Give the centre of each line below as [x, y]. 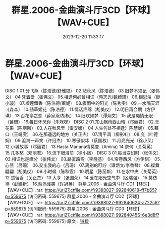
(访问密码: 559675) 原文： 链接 [58, 221]
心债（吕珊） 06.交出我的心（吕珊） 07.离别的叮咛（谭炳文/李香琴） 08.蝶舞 [82, 165]
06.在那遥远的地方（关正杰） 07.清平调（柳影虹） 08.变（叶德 [95, 134]
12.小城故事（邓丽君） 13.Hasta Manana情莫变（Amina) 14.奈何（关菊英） [80, 147]
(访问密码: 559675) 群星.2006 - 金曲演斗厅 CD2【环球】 [84, 196]
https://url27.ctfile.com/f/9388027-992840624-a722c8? [102, 202]
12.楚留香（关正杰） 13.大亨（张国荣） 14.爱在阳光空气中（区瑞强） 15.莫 [79, 177]
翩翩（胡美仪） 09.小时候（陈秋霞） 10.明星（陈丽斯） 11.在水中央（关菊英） [83, 171]
